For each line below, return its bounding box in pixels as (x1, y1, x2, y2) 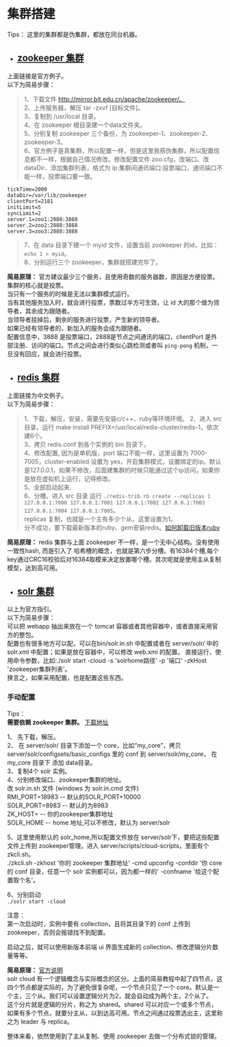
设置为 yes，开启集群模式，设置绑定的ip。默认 (90, 457, 222, 465)
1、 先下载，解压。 (7, 732, 60, 741)
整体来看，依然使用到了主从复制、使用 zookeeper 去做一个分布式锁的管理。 (7, 1032, 220, 1040)
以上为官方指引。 (7, 605, 55, 613)
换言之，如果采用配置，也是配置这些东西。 (7, 674, 127, 682)
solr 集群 (16, 585, 55, 597)
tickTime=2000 (7, 186, 48, 193)
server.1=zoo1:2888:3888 (7, 215, 78, 223)
